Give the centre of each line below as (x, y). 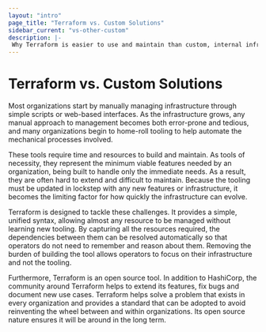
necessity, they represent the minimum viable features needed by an (120, 164)
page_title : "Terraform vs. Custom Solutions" (86, 23)
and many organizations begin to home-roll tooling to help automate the (125, 131)
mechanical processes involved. (61, 140)
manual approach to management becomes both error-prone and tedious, (129, 123)
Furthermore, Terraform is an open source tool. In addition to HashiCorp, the (133, 278)
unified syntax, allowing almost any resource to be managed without (120, 221)
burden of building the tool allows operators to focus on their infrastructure (130, 255)
